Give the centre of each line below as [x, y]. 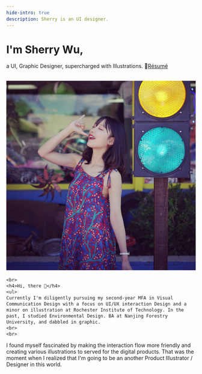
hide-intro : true [28, 13]
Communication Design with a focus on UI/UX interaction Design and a [96, 304]
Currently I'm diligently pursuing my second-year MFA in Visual [90, 298]
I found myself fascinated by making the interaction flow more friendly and [99, 345]
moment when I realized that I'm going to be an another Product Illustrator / [99, 358]
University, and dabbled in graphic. [54, 322]
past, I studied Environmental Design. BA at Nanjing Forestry [87, 316]
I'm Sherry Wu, [45, 50]
